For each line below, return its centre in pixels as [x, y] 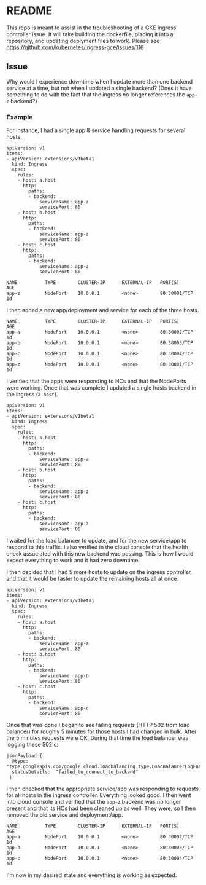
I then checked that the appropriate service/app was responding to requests [103, 789]
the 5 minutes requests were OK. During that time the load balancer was [97, 738]
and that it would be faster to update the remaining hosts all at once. [93, 579]
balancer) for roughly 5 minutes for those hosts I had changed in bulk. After [101, 731]
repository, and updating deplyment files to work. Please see [83, 41]
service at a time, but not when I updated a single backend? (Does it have [99, 88]
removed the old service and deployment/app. [65, 815]
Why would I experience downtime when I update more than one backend [100, 81]
